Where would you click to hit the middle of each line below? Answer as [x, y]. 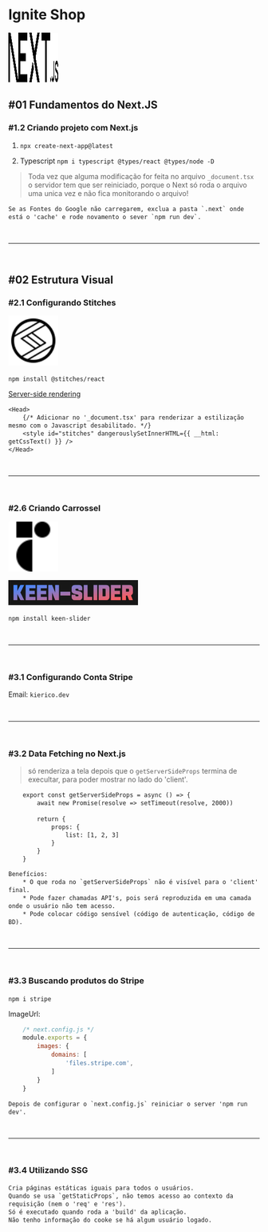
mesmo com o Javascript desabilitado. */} [80, 426]
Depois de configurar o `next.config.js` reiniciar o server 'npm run [128, 1104]
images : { [53, 1046]
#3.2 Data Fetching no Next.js [67, 754]
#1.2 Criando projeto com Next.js [73, 128]
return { [51, 819]
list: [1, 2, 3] [92, 835]
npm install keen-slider [49, 618]
